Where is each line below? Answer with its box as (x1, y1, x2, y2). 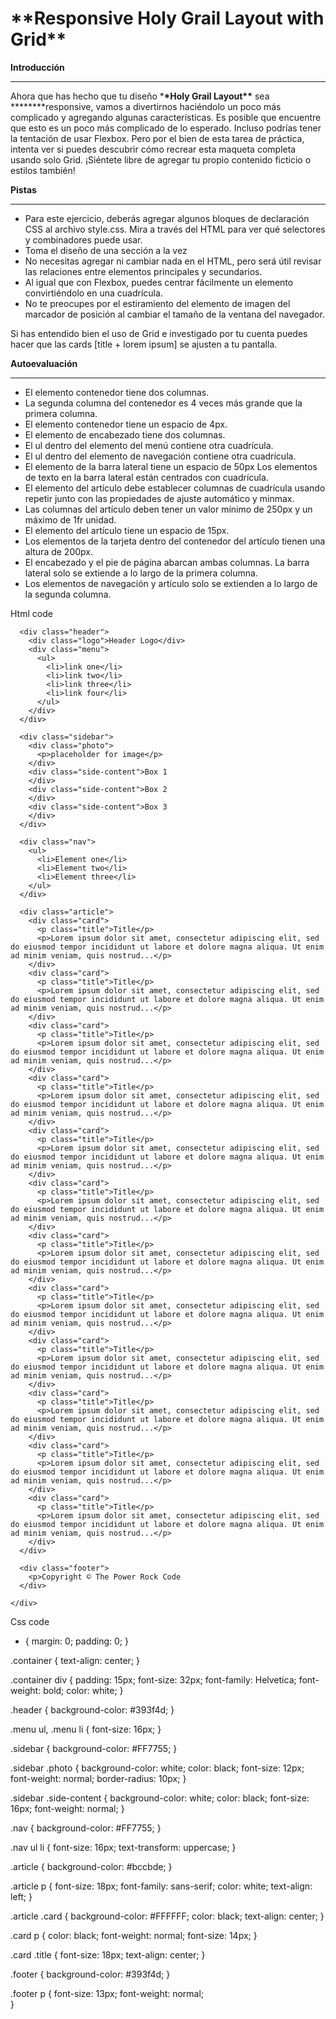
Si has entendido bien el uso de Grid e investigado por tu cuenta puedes (10, 327, 308, 339)
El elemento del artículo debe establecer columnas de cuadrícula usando (24, 482, 326, 494)
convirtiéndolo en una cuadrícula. (24, 287, 163, 299)
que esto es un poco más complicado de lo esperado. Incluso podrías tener (10, 122, 322, 134)
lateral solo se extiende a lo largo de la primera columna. (24, 567, 258, 579)
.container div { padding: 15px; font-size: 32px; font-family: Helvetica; (10, 1673, 297, 1686)
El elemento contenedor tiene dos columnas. (24, 386, 210, 398)
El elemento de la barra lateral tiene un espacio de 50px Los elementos (24, 460, 318, 472)
